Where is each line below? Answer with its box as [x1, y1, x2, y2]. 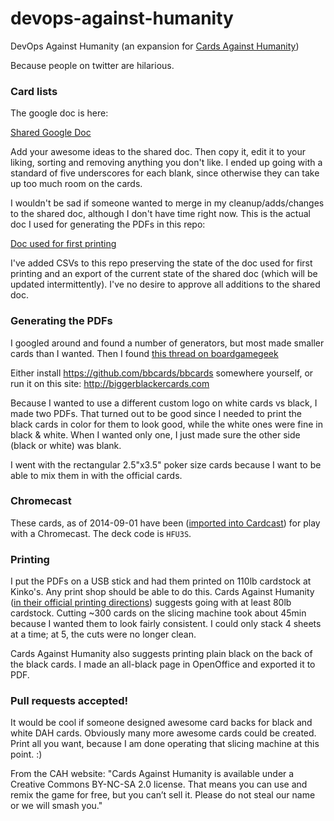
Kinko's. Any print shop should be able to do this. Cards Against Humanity [10, 586, 315, 598]
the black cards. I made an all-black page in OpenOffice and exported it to [10, 658, 316, 671]
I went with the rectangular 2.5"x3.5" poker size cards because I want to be [10, 458, 322, 471]
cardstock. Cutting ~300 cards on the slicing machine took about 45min [10, 607, 307, 619]
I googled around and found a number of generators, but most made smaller [10, 337, 325, 349]
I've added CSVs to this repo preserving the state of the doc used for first [10, 257, 313, 269]
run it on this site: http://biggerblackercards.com [10, 377, 210, 389]
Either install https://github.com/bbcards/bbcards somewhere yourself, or [10, 367, 314, 379]
